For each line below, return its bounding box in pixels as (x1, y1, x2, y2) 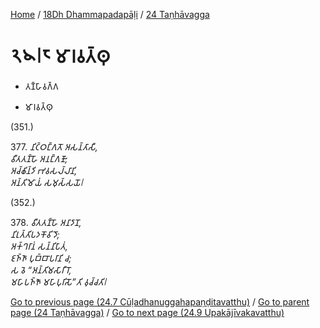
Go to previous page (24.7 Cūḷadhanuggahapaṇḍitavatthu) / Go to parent (10, 295, 310, 308)
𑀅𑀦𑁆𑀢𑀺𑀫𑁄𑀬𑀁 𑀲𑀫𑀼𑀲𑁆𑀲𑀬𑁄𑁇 (10, 176, 84, 188)
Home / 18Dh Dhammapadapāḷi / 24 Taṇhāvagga (10, 9, 210, 20)
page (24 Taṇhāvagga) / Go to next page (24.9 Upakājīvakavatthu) (10, 306, 285, 318)
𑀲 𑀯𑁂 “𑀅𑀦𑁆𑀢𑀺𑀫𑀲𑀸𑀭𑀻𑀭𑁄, (10, 264, 72, 276)
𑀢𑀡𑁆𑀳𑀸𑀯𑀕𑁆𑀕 (24, 80, 59, 92)
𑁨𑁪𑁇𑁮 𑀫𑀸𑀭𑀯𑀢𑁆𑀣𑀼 (10, 45, 111, 68)
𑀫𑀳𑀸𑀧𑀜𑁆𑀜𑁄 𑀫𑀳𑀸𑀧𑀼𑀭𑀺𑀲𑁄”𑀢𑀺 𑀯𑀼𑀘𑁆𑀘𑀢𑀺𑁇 (10, 275, 107, 288)
